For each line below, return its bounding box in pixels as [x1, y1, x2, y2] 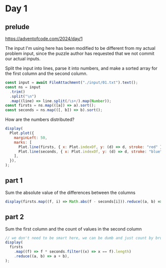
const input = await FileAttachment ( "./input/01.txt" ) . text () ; [5, 80, 138, 85]
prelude [5, 23, 30, 31]
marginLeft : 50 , [14, 135, 48, 140]
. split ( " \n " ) [9, 94, 37, 99]
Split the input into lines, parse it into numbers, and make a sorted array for [5, 65, 158, 71]
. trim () [9, 89, 26, 94]
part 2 [5, 213, 24, 221]
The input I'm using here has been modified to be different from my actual [5, 45, 156, 51]
